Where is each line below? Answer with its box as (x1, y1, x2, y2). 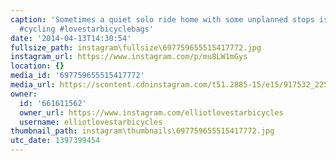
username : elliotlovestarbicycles (19, 117, 163, 127)
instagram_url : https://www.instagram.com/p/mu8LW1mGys (10, 52, 248, 62)
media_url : (10, 80, 56, 90)
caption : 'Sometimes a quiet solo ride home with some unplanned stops (10, 14, 315, 25)
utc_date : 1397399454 (10, 136, 101, 146)
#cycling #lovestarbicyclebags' (19, 24, 155, 34)
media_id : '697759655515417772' (10, 71, 145, 81)
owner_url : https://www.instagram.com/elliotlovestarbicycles (19, 107, 284, 118)
